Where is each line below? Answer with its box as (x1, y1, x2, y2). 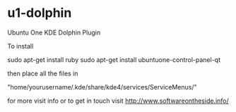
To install (7, 42, 34, 50)
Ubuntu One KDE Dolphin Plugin (7, 28, 101, 37)
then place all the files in (7, 69, 78, 77)
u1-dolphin (7, 5, 72, 21)
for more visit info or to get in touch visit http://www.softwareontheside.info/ (7, 97, 230, 105)
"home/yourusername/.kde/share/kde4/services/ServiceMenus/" (7, 82, 197, 91)
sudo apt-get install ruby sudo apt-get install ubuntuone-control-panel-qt (7, 55, 221, 64)
